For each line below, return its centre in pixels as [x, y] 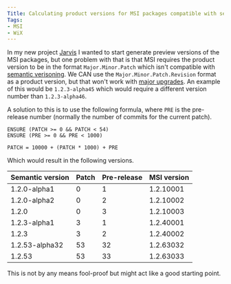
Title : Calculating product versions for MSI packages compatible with [112, 13]
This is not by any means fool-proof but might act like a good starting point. [114, 274]
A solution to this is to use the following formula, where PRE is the [99, 110]
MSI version [169, 178]
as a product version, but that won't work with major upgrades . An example [114, 82]
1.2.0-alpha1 [33, 189]
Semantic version [40, 178]
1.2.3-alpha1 [33, 223]
